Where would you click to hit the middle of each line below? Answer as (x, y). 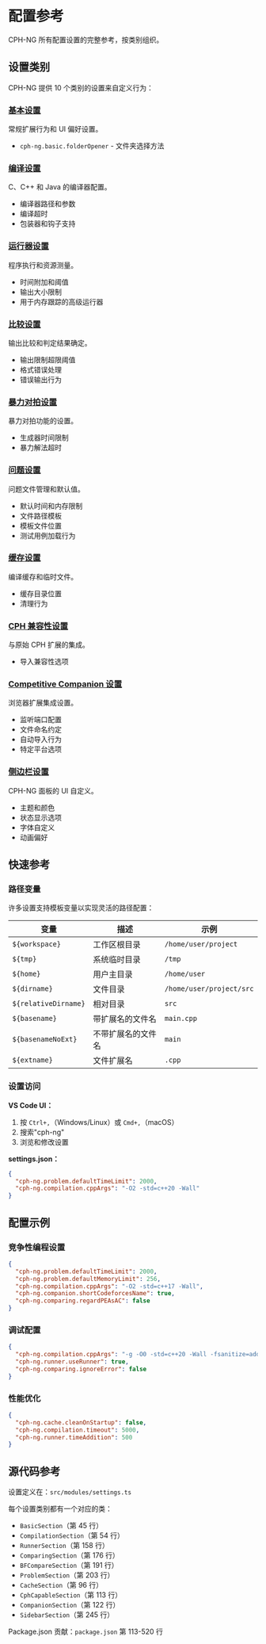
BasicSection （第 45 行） (61, 1526)
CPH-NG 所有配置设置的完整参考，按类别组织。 (86, 40)
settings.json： (34, 1159)
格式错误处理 (40, 369)
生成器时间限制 (44, 438)
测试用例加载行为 (47, 535)
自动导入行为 (40, 740)
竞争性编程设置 (37, 1247)
